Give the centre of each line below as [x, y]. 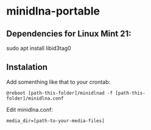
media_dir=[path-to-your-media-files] [55, 121]
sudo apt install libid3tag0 [39, 48]
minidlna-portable [53, 11]
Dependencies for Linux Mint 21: [69, 34]
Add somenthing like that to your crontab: [58, 82]
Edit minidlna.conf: [30, 109]
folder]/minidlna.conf [35, 98]
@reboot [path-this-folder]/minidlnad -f [60, 93]
